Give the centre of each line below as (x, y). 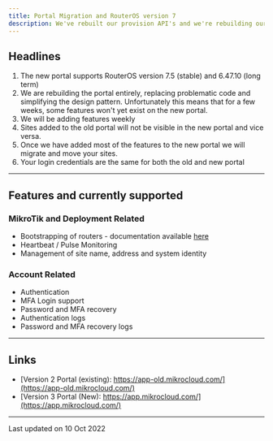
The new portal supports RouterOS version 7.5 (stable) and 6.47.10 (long (141, 76)
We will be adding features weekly (78, 119)
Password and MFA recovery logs (76, 326)
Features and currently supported (96, 195)
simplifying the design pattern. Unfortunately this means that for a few (138, 102)
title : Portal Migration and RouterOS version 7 (92, 16)
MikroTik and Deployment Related (76, 218)
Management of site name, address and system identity (113, 253)
